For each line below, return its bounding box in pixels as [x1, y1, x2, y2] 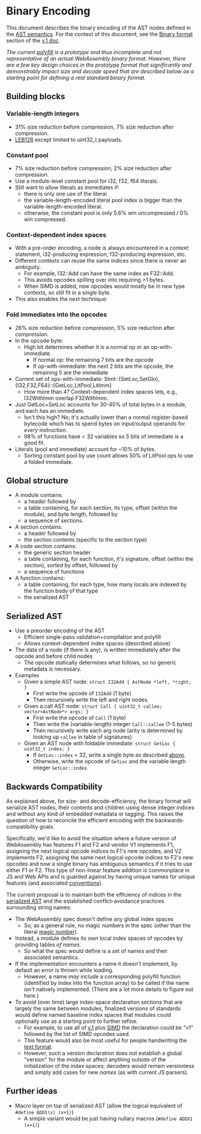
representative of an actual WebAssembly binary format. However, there [6, 55, 186, 62]
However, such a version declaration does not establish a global [23, 1049, 182, 1056]
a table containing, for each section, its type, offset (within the [23, 504, 178, 511]
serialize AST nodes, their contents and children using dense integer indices [6, 803, 195, 811]
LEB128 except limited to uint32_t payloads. [14, 136, 123, 143]
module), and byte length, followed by [23, 511, 118, 518]
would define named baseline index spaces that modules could [14, 1011, 171, 1018]
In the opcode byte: [14, 337, 64, 344]
